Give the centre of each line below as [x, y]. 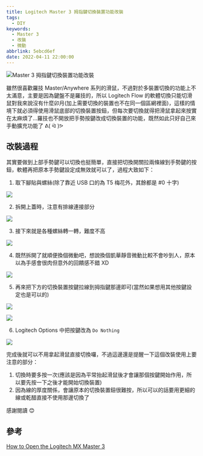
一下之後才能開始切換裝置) [69, 383]
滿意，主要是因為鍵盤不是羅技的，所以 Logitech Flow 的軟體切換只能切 [99, 95]
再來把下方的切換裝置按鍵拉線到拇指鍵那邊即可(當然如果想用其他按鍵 [101, 287]
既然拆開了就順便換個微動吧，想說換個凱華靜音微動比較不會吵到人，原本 [105, 256]
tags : [13, 18]
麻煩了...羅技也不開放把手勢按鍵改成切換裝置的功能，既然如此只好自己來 [106, 118]
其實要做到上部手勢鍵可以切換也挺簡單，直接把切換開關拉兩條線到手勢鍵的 [99, 162]
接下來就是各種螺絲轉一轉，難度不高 [60, 231]
